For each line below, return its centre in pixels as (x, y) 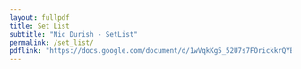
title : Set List (39, 26)
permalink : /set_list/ (52, 43)
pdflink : (26, 51)
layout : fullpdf (39, 17)
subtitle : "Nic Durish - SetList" (74, 34)
